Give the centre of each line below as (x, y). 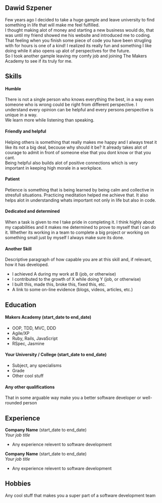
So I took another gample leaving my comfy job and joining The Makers (76, 56)
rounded (14, 403)
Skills (13, 77)
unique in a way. (21, 115)
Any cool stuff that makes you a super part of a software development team (80, 495)
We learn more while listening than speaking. (50, 120)
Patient (13, 179)
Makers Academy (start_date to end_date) (48, 317)
